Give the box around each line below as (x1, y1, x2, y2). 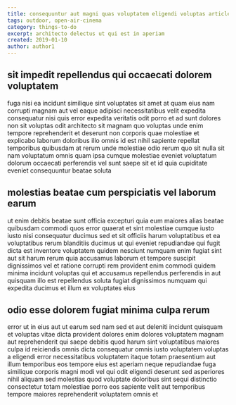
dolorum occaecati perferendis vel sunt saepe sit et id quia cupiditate (7, 158, 208, 167)
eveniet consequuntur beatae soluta (7, 166, 112, 175)
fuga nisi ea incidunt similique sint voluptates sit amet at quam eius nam (7, 99, 216, 107)
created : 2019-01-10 (7, 37, 68, 44)
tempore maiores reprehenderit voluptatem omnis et (7, 390, 159, 399)
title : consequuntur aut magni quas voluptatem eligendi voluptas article (7, 10, 231, 18)
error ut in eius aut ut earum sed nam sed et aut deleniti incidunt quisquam (7, 323, 223, 331)
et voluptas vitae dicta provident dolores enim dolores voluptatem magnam (7, 330, 224, 339)
